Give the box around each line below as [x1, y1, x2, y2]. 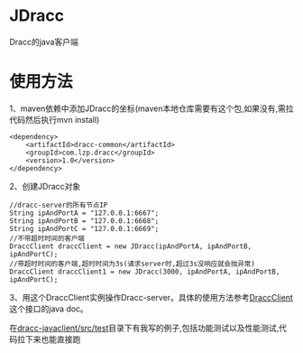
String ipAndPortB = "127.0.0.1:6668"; [9, 216, 160, 226]
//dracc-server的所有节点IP [9, 200, 108, 209]
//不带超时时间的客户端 [9, 234, 86, 243]
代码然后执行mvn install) [9, 114, 100, 125]
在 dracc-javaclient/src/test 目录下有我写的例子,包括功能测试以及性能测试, [9, 322, 280, 333]
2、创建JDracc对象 [9, 181, 81, 191]
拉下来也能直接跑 [16, 333, 81, 344]
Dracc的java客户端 [9, 36, 78, 47]
